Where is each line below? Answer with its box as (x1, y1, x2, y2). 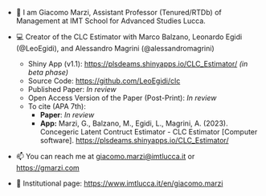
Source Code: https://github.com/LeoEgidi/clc (27, 76, 181, 86)
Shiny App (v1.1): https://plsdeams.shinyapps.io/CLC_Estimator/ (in (27, 59, 248, 68)
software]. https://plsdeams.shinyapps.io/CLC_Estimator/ (39, 136, 229, 145)
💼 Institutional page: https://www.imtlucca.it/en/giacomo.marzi (15, 178, 223, 188)
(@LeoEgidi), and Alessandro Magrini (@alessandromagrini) (15, 44, 215, 53)
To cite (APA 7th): (27, 102, 86, 111)
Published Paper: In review (27, 85, 117, 94)
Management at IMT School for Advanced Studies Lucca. (15, 16, 207, 26)
